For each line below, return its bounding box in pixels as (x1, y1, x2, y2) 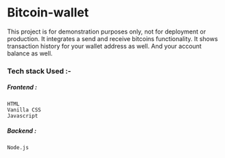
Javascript (7, 112, 38, 119)
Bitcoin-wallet (7, 5, 89, 21)
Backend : (7, 127, 36, 135)
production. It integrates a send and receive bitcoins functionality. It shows (7, 34, 218, 42)
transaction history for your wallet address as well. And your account (7, 42, 202, 50)
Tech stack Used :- (7, 66, 71, 76)
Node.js (7, 144, 29, 151)
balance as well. (7, 49, 53, 57)
